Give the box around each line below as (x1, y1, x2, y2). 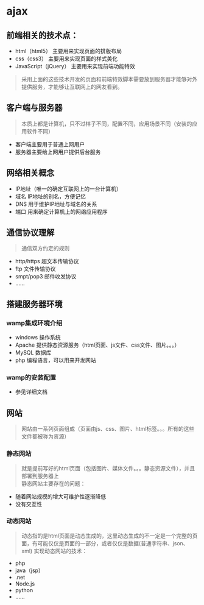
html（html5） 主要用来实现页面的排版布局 (15, 48, 122, 54)
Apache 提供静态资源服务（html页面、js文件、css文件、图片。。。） (15, 341, 180, 348)
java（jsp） (15, 567, 44, 574)
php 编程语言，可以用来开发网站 (15, 356, 96, 364)
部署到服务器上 (21, 472, 59, 479)
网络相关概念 (6, 168, 55, 178)
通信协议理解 (6, 227, 55, 238)
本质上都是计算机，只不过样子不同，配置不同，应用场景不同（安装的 (21, 120, 192, 127)
